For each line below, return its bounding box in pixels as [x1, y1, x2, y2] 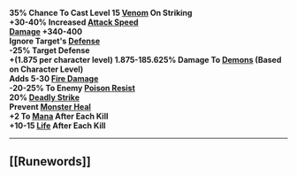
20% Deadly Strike [9, 92, 80, 103]
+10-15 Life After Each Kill [9, 120, 106, 131]
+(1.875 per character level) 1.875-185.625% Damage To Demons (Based [9, 55, 282, 65]
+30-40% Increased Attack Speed [9, 17, 139, 27]
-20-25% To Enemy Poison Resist [9, 83, 135, 93]
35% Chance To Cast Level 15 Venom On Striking [9, 8, 193, 18]
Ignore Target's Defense [9, 35, 100, 46]
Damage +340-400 [9, 27, 82, 36]
